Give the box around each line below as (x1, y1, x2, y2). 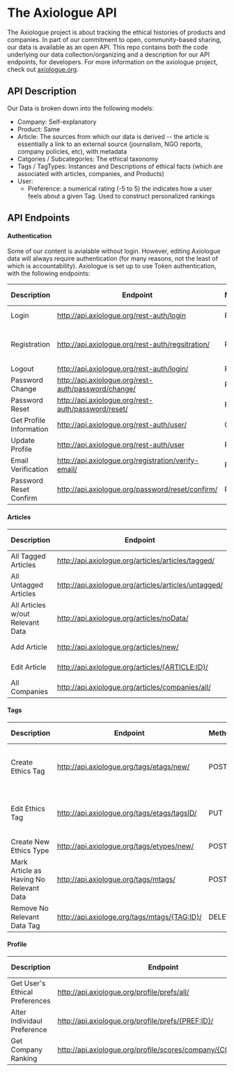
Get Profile (10, 416, 46, 426)
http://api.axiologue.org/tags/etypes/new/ (56, 841, 194, 850)
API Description (7, 85, 77, 97)
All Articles (10, 600, 47, 609)
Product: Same (17, 124, 61, 133)
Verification (10, 465, 49, 475)
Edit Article (10, 662, 47, 672)
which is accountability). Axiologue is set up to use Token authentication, (7, 262, 217, 270)
